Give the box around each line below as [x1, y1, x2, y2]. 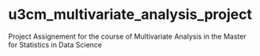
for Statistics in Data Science [8, 39, 103, 49]
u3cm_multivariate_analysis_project [8, 6, 253, 24]
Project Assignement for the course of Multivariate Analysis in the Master [8, 32, 247, 41]
